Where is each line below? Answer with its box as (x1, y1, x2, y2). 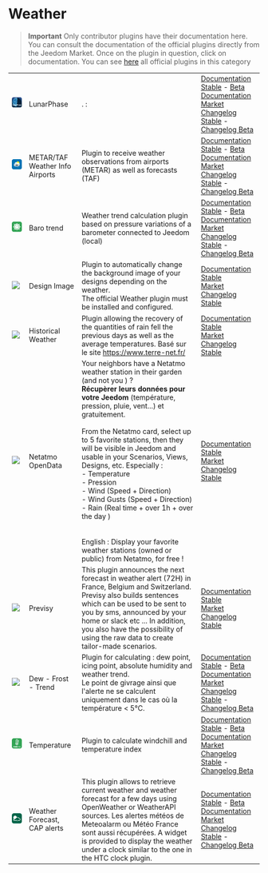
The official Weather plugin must (81, 293, 189, 304)
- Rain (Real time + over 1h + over (81, 503, 194, 512)
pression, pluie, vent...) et (81, 401, 165, 410)
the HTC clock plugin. (81, 853, 153, 863)
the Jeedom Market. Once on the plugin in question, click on (27, 48, 227, 58)
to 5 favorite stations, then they (81, 435, 184, 444)
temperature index (81, 744, 142, 754)
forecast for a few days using (81, 793, 177, 803)
